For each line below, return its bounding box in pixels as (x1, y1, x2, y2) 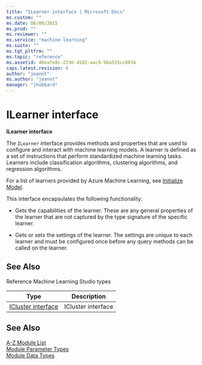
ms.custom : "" (6, 15, 42, 21)
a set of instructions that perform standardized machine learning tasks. (6, 152, 183, 160)
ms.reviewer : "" (6, 31, 47, 37)
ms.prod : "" (6, 25, 36, 32)
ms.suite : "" (6, 43, 39, 49)
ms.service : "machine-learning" (6, 37, 87, 43)
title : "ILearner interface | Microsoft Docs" (6, 8, 125, 15)
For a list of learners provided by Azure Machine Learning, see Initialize (6, 176, 183, 184)
